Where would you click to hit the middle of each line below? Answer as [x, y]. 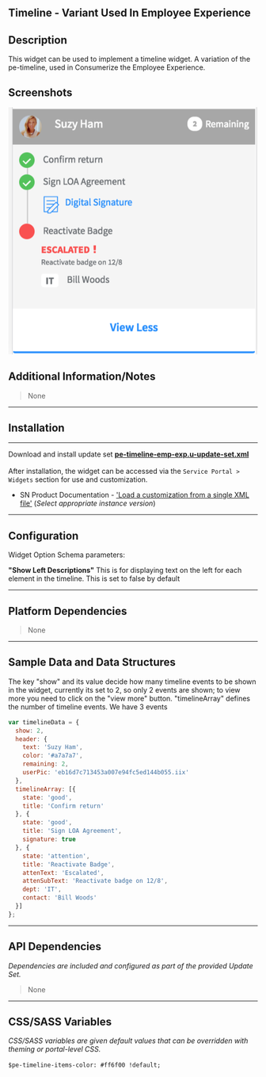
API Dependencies [55, 947]
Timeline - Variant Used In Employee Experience [129, 13]
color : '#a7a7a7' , [53, 756]
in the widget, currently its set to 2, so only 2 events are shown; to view [124, 689]
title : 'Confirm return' [63, 806]
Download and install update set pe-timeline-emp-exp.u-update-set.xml [129, 454]
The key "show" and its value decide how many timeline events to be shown [132, 682]
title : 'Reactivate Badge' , [68, 864]
